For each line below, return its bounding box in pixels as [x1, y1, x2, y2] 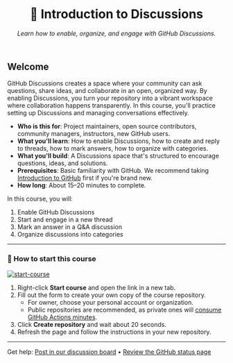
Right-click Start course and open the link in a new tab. [17, 283, 176, 292]
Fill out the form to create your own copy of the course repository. [17, 291, 206, 299]
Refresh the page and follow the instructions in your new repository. [17, 328, 212, 336]
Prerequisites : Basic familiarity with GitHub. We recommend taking [17, 167, 209, 175]
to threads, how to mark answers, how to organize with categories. [17, 144, 209, 153]
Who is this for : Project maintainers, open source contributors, [17, 122, 197, 130]
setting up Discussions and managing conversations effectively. [7, 109, 189, 117]
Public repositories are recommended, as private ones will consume [27, 305, 222, 314]
